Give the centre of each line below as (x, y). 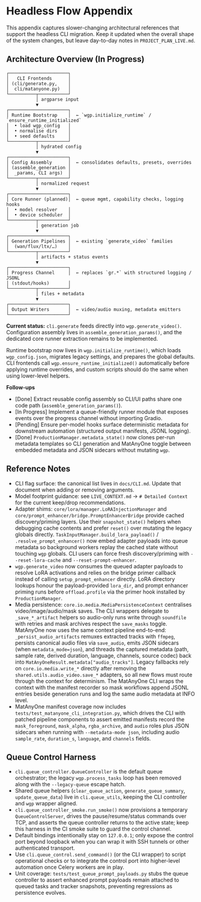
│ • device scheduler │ (38, 215)
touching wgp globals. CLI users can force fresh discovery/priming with (102, 553)
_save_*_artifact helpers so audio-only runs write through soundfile (100, 617)
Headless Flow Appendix (70, 11)
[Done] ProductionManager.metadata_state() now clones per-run (95, 437)
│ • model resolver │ (38, 209)
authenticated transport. (45, 848)
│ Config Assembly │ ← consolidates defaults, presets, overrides (99, 162)
